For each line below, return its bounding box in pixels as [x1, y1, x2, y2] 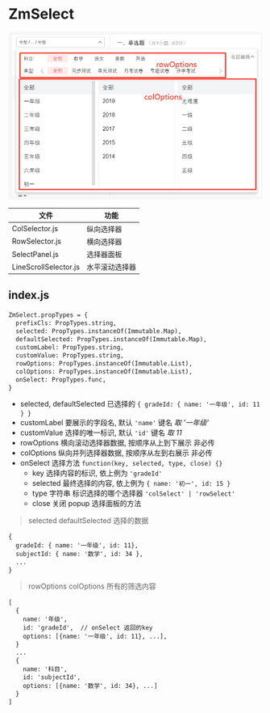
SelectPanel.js [11, 249, 59, 259]
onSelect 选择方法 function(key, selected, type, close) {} [19, 458, 223, 467]
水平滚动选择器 [86, 262, 137, 272]
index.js [8, 289, 50, 302]
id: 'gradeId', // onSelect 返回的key [23, 623, 153, 631]
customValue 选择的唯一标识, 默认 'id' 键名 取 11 [19, 428, 183, 437]
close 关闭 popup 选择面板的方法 [31, 498, 142, 508]
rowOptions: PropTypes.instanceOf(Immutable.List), [15, 359, 193, 368]
